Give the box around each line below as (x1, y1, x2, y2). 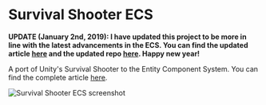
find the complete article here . (8, 72, 108, 82)
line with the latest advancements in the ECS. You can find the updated (8, 40, 249, 49)
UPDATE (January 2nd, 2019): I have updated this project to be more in (8, 32, 247, 41)
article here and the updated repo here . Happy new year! (8, 49, 200, 58)
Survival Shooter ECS (8, 6, 153, 24)
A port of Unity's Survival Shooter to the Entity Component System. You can (8, 64, 258, 73)
